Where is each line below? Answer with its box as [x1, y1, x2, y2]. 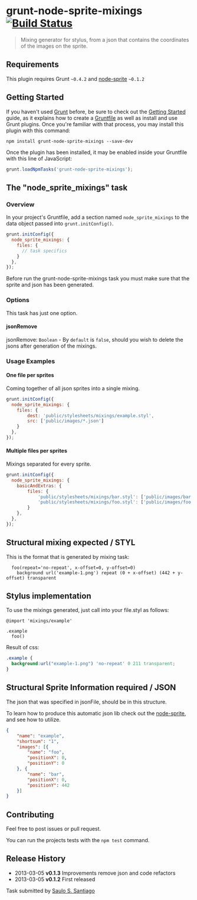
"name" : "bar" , [27, 771, 65, 777]
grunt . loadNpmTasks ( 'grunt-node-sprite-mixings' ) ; [6, 166, 133, 172]
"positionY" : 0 [27, 760, 65, 767]
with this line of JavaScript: [6, 155, 73, 162]
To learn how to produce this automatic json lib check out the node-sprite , [6, 709, 186, 716]
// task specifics [21, 248, 67, 254]
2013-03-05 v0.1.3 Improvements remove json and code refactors [14, 869, 176, 876]
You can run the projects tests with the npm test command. [6, 837, 150, 844]
